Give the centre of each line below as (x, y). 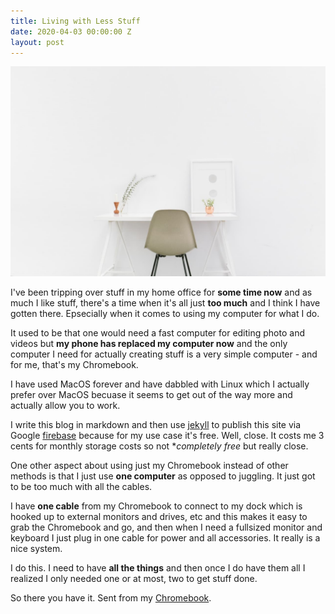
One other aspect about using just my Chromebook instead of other (149, 466)
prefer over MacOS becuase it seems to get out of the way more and (151, 395)
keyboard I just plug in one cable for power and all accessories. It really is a (165, 538)
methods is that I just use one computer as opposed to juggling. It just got (163, 476)
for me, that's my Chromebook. (74, 365)
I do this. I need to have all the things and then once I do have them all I (158, 568)
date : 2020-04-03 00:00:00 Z (71, 31)
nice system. (36, 549)
